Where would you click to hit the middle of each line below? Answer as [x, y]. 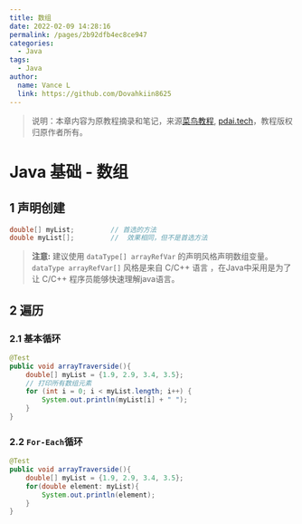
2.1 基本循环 [35, 338]
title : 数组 [30, 18]
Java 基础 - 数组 [69, 172]
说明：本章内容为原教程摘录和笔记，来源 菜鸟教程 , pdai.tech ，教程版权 [162, 121]
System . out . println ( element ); [99, 495]
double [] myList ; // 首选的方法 [83, 229]
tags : [19, 60]
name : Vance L [44, 85]
